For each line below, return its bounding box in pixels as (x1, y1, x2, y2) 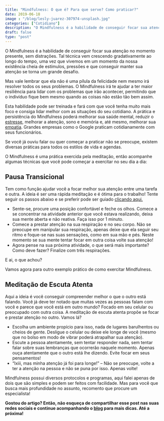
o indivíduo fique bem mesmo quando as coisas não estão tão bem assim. (5, 94, 154, 99)
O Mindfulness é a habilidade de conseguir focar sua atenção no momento (5, 47, 155, 54)
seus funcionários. (5, 129, 42, 135)
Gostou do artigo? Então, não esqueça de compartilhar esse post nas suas (5, 400, 159, 406)
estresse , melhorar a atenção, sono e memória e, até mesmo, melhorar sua (5, 118, 156, 125)
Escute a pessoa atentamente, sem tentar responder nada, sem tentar (12, 339, 153, 345)
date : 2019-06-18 (5, 12, 41, 17)
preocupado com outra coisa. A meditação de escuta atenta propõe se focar (5, 309, 159, 315)
